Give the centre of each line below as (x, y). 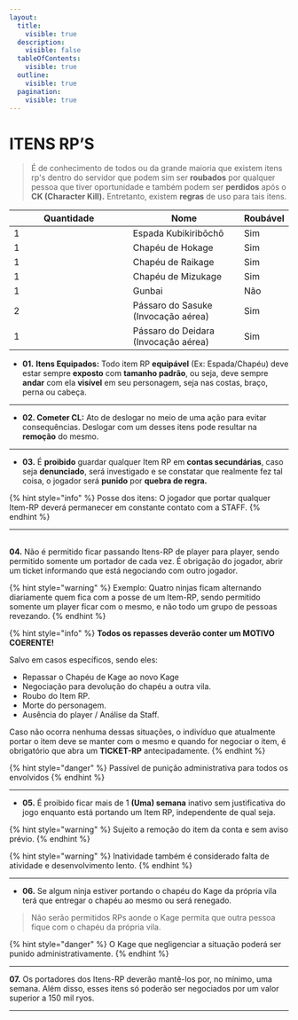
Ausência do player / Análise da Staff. (90, 715)
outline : (33, 75)
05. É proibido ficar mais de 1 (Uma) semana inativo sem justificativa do (153, 803)
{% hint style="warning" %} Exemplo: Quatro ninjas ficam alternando (135, 588)
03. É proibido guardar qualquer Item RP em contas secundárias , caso (153, 462)
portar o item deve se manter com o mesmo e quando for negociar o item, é (148, 741)
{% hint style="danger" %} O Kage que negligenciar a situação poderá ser (145, 945)
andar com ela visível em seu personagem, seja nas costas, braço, (145, 383)
